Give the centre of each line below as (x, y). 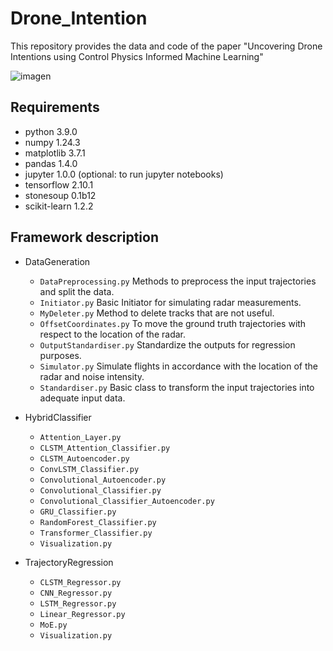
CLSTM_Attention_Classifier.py (105, 448)
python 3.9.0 (51, 131)
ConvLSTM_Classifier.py (89, 469)
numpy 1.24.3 (52, 142)
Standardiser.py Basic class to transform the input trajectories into (177, 387)
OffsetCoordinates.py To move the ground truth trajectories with (173, 323)
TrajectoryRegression (69, 562)
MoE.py (53, 625)
